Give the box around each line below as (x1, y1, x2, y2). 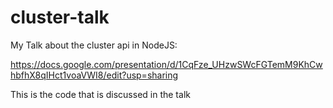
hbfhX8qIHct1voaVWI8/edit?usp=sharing (10, 69, 179, 81)
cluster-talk (10, 6, 110, 29)
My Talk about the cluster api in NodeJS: (10, 39, 178, 51)
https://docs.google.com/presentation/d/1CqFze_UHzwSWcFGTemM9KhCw (10, 58, 323, 70)
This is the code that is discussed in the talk (10, 88, 191, 100)
